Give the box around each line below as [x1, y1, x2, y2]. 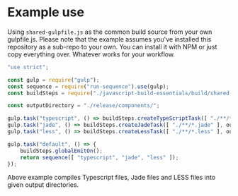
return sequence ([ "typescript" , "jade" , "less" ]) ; [20, 154, 179, 161]
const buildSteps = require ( [7, 90, 93, 97]
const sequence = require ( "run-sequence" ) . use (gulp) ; [7, 82, 170, 90]
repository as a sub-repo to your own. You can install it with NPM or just [7, 42, 217, 51]
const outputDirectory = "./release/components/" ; [7, 102, 160, 109]
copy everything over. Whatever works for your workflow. [7, 50, 176, 59]
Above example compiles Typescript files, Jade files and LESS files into [7, 173, 216, 182]
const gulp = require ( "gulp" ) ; [7, 76, 100, 83]
